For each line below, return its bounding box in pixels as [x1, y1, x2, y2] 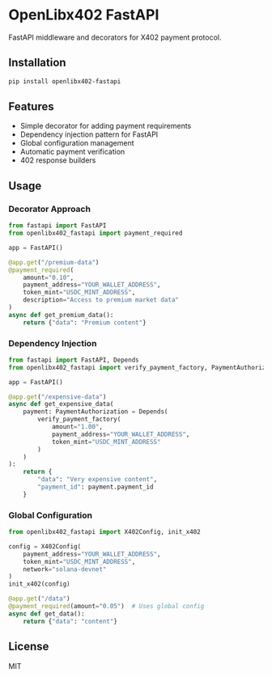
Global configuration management [19, 138, 135, 148]
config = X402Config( [8, 542, 82, 551]
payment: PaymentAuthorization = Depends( [23, 408, 168, 416]
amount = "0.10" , [23, 273, 74, 281]
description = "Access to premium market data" [23, 296, 180, 304]
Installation [8, 56, 66, 70]
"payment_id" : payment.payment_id [37, 483, 154, 491]
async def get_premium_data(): [8, 311, 114, 319]
